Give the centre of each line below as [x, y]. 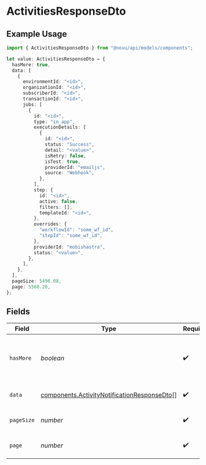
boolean [52, 358]
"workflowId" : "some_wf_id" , [76, 230]
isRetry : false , [66, 156]
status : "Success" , [70, 145]
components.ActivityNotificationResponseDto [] [109, 395]
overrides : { [50, 224]
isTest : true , [63, 161]
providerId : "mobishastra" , [69, 247]
